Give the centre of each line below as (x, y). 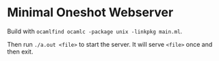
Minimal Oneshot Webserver (90, 13)
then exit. (20, 52)
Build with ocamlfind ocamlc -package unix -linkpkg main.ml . (95, 31)
